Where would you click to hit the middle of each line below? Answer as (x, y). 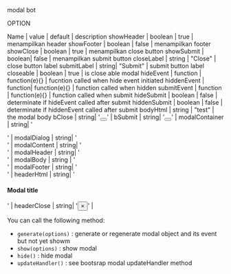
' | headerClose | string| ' (42, 206)
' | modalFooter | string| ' (42, 167)
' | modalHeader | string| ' (44, 152)
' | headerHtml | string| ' (41, 174)
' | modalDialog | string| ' (42, 138)
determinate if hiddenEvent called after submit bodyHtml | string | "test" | (111, 110)
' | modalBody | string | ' (41, 160)
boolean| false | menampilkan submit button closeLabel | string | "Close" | (112, 59)
